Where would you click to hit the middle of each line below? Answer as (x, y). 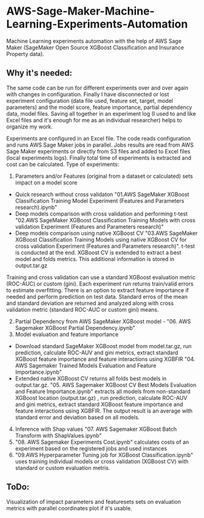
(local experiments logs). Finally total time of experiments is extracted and (99, 158)
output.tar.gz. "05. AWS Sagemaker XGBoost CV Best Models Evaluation (106, 385)
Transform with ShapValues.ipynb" (58, 435)
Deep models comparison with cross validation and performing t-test (101, 214)
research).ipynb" (36, 207)
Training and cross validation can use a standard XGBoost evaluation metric (101, 277)
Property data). (25, 54)
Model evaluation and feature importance (67, 334)
